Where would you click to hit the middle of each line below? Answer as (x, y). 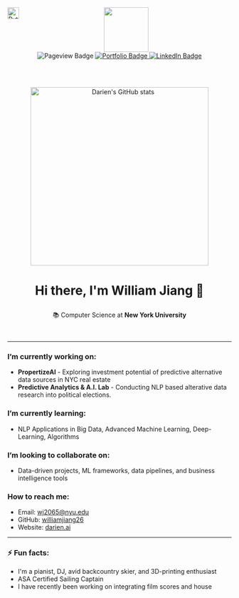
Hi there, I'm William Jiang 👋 (119, 291)
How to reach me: (38, 497)
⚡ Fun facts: (28, 553)
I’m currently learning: (47, 413)
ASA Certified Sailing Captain (60, 579)
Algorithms (63, 436)
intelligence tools (43, 478)
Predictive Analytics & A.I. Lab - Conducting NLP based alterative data (122, 387)
